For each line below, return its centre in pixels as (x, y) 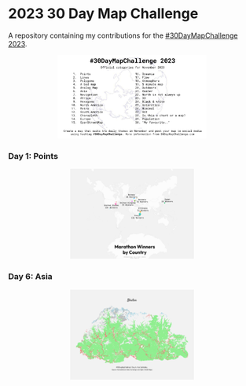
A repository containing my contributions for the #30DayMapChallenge (123, 35)
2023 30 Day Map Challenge (103, 14)
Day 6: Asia (30, 277)
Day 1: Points (33, 156)
